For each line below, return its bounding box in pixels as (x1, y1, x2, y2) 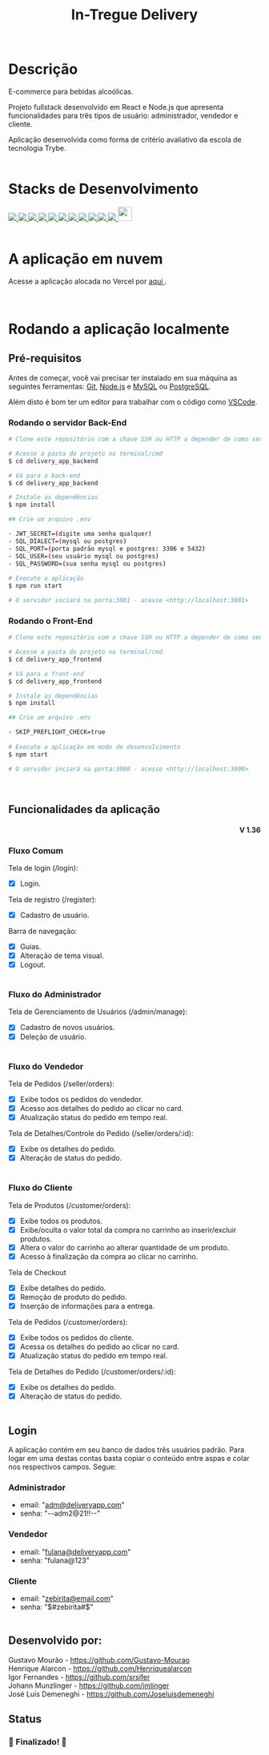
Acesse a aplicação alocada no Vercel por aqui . (8, 276, 167, 286)
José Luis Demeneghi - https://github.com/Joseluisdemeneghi (8, 1689, 215, 1699)
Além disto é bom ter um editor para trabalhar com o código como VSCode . (8, 396, 258, 406)
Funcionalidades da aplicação (8, 803, 160, 816)
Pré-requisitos (8, 352, 82, 365)
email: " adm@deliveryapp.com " (19, 1500, 126, 1510)
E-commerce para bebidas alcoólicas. (8, 87, 134, 96)
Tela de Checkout (8, 1267, 66, 1277)
